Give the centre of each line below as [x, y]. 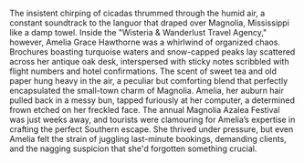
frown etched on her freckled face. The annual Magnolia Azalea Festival [145, 110]
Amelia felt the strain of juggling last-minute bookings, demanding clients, [148, 139]
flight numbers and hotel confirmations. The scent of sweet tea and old [143, 71]
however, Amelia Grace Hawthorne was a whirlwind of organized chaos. [145, 42]
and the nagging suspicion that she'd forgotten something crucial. [133, 148]
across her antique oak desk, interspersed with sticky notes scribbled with [149, 61]
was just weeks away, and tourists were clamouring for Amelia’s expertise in [152, 119]
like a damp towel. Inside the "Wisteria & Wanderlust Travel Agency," [138, 32]
